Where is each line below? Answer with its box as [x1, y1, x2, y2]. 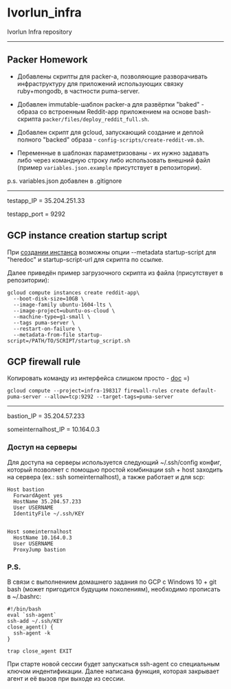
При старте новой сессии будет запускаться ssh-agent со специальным [7, 659, 220, 668]
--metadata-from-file [13, 331, 76, 338]
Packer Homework [7, 54, 88, 66]
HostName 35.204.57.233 [13, 498, 81, 505]
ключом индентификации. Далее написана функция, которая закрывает [7, 667, 220, 675]
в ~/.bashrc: [7, 592, 41, 600]
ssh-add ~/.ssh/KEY [7, 617, 63, 624]
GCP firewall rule [7, 356, 81, 367]
